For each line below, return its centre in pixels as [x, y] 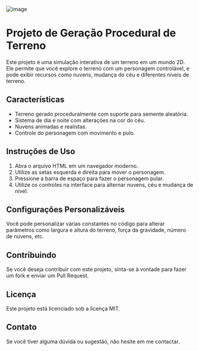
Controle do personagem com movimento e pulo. [75, 133]
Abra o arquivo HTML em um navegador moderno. [76, 165]
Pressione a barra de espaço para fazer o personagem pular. [89, 178]
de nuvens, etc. [25, 237]
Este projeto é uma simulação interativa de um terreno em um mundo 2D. [96, 62]
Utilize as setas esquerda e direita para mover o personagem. [90, 172]
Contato [21, 327]
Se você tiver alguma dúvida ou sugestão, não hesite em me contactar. [93, 342]
